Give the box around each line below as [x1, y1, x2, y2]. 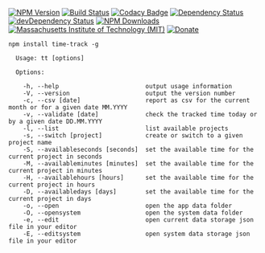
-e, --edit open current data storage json [23, 216, 254, 224]
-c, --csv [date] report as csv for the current [23, 96, 251, 104]
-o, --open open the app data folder [23, 202, 232, 210]
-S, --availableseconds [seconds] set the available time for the [23, 145, 254, 153]
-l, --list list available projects [23, 124, 229, 133]
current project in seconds [8, 153, 103, 161]
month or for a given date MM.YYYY [8, 104, 128, 112]
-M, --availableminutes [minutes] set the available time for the [23, 160, 254, 168]
